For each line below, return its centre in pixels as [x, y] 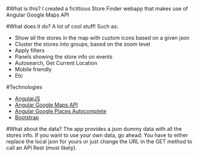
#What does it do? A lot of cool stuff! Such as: [62, 26]
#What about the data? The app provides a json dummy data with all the [94, 129]
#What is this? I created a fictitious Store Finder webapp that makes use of [97, 9]
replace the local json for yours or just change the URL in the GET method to [99, 141]
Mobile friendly [33, 69]
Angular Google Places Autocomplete [60, 111]
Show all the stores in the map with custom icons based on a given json [102, 38]
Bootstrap [27, 117]
